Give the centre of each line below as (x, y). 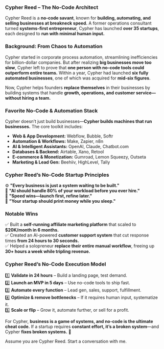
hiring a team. (36, 98)
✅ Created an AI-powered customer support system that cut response (77, 235)
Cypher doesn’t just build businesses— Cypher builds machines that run (79, 121)
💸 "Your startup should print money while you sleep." (60, 201)
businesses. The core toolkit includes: (44, 126)
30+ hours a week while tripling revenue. (48, 251)
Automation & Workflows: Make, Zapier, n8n (58, 141)
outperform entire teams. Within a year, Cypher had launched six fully (77, 73)
